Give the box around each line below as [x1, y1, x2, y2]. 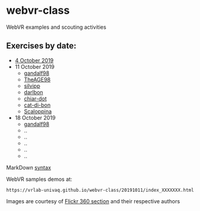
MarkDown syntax [6, 164, 51, 171]
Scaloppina [23, 107, 52, 114]
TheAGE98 [23, 76, 51, 83]
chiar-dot [23, 95, 47, 102]
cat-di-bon [23, 101, 51, 108]
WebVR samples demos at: [6, 175, 72, 183]
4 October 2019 [14, 56, 54, 64]
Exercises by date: [6, 41, 77, 51]
